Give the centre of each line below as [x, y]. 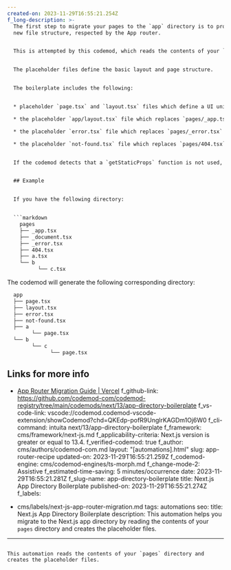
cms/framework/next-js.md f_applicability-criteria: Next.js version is [113, 434]
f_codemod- [188, 456]
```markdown [31, 218]
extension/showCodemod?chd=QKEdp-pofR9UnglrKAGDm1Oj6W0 [112, 420]
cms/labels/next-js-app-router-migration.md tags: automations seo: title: [120, 507]
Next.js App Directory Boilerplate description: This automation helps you [119, 513]
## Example [29, 181]
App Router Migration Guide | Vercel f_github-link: [88, 391]
